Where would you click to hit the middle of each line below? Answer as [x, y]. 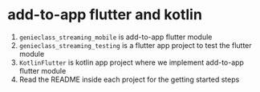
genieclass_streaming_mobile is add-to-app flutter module [116, 37]
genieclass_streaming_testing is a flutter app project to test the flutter [135, 45]
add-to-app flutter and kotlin [105, 15]
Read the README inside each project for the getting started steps [129, 79]
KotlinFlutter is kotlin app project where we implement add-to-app [131, 62]
